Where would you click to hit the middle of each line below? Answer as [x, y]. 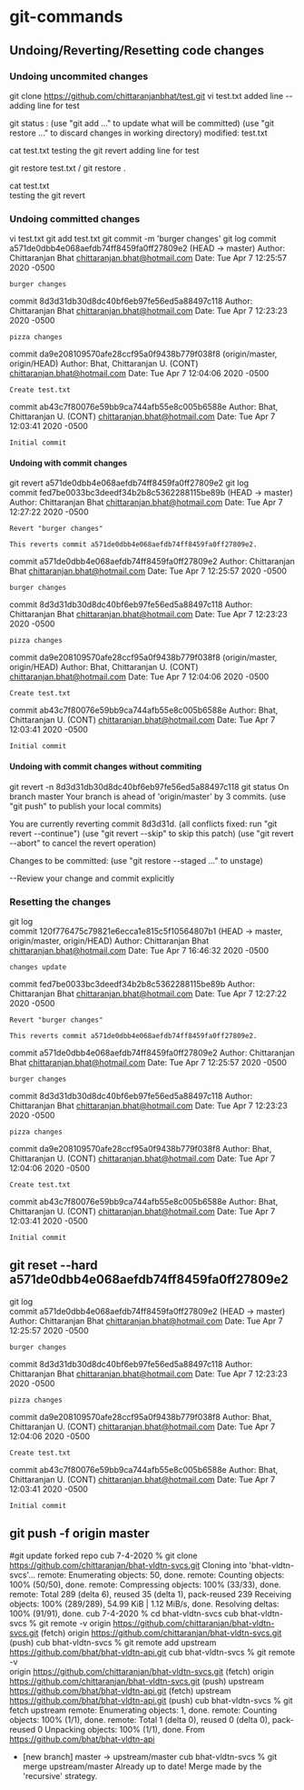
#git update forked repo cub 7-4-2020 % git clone [103, 1555]
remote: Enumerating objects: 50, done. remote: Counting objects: [161, 1575]
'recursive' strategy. [60, 1775]
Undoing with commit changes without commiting [106, 766]
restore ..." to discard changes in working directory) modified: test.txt [138, 133]
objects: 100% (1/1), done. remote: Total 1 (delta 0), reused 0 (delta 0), [140, 1719]
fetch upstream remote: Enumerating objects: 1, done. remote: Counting [143, 1710]
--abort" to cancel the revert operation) [83, 843]
